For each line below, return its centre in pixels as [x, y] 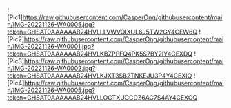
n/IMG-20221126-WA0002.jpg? [51, 68]
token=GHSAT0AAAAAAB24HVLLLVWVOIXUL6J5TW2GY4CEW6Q [102, 32]
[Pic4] [16, 83]
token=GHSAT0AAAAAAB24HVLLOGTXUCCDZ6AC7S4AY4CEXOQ [102, 98]
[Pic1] [15, 17]
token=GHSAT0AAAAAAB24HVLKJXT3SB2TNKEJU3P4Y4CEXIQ [100, 76]
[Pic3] [16, 61]
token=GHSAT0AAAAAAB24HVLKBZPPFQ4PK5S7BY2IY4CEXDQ [100, 54]
